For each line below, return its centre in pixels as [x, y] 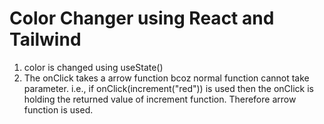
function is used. [58, 109]
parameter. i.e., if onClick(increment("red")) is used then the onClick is [168, 88]
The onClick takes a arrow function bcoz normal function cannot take [166, 78]
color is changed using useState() [93, 67]
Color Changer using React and [142, 18]
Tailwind [45, 39]
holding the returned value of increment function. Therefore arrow [160, 99]
